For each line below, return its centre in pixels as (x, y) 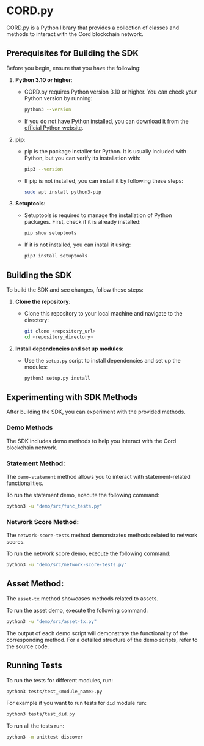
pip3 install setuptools (56, 256)
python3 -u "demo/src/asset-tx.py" (52, 621)
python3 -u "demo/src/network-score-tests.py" (67, 565)
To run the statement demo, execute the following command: (83, 495)
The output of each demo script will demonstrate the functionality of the (97, 633)
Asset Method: (35, 584)
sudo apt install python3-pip (63, 192)
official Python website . (54, 127)
